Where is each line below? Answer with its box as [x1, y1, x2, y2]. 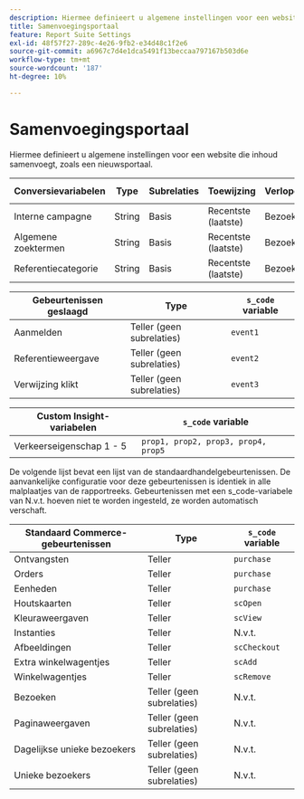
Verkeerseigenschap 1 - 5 [14, 440, 128, 452]
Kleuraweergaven [14, 612, 89, 624]
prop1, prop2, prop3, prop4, [141, 436, 267, 446]
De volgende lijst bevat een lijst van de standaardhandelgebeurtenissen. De [9, 466, 291, 477]
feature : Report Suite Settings [9, 30, 131, 39]
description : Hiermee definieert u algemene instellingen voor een [9, 13, 270, 23]
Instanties [14, 626, 56, 639]
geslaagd [46, 305, 89, 318]
